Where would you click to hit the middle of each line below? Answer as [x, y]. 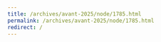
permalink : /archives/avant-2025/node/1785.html [81, 21]
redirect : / [25, 27]
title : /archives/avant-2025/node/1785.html [74, 14]
